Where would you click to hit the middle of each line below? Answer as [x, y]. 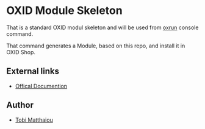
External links [33, 71]
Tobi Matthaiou [34, 120]
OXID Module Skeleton [65, 11]
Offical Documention [41, 86]
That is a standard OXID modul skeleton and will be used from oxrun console [103, 27]
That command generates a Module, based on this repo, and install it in [96, 46]
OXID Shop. [21, 52]
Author [20, 105]
